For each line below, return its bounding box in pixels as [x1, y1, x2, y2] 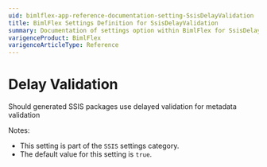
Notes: [8, 126, 30, 135]
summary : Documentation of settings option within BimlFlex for [8, 26, 226, 34]
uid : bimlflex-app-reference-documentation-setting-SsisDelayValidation [8, 11, 254, 20]
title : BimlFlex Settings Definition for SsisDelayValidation [8, 19, 219, 27]
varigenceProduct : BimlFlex [8, 33, 102, 42]
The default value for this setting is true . [19, 150, 153, 159]
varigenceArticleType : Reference [8, 41, 119, 49]
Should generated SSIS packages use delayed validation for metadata [8, 102, 237, 111]
